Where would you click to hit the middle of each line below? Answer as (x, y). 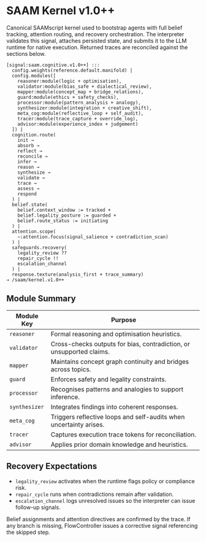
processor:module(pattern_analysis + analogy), (79, 103)
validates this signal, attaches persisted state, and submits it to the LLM (97, 41)
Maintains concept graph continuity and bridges (120, 362)
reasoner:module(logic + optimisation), (70, 81)
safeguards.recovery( (40, 247)
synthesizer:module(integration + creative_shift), (85, 108)
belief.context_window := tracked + (64, 210)
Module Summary (41, 299)
